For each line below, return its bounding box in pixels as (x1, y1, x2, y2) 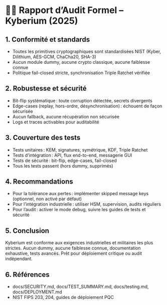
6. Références (5, 270, 50, 279)
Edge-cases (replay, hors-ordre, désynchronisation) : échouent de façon (12, 103, 162, 109)
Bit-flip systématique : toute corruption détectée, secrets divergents (12, 97, 152, 103)
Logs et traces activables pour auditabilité (12, 119, 99, 125)
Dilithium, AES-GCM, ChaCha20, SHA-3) (12, 54, 96, 60)
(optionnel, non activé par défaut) (12, 196, 82, 202)
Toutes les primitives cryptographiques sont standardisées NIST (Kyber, (12, 49, 161, 54)
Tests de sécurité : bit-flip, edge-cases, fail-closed (12, 158, 117, 164)
